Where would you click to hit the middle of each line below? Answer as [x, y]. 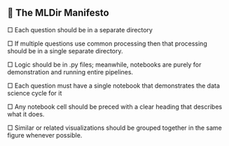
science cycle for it [35, 93]
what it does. [26, 114]
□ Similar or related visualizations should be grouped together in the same [115, 128]
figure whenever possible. [45, 135]
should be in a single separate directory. [65, 51]
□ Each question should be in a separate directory [80, 29]
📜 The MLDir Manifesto [58, 13]
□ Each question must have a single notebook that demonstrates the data [114, 86]
